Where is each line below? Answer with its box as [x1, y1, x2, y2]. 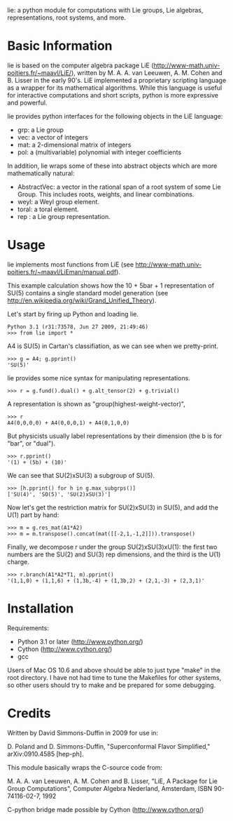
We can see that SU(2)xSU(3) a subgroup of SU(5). [7, 471, 155, 479]
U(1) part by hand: [7, 510, 59, 519]
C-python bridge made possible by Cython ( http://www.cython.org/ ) [7, 805, 204, 813]
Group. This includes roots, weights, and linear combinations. [17, 189, 195, 199]
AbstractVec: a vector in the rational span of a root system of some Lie [17, 182, 222, 191]
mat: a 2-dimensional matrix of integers [17, 140, 132, 149]
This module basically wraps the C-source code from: [7, 763, 163, 771]
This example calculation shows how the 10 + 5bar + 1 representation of [7, 281, 215, 290]
